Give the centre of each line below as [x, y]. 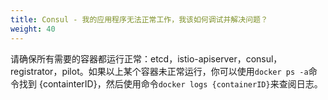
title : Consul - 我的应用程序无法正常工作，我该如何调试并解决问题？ [139, 19]
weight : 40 [33, 29]
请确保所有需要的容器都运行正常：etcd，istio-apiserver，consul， [146, 58]
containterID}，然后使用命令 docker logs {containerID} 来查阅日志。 [182, 83]
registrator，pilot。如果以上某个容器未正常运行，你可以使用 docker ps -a [159, 71]
